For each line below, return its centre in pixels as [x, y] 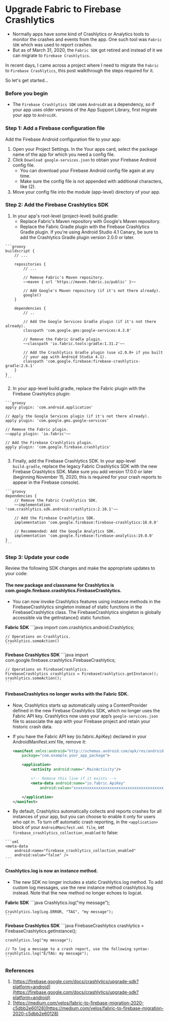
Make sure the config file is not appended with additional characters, [91, 181]
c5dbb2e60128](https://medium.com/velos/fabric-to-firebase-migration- [88, 1008]
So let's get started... [27, 80]
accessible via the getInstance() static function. [62, 618]
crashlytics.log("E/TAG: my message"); [47, 953]
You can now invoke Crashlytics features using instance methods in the [87, 602]
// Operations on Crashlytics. [38, 637]
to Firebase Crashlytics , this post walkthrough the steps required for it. [80, 70]
